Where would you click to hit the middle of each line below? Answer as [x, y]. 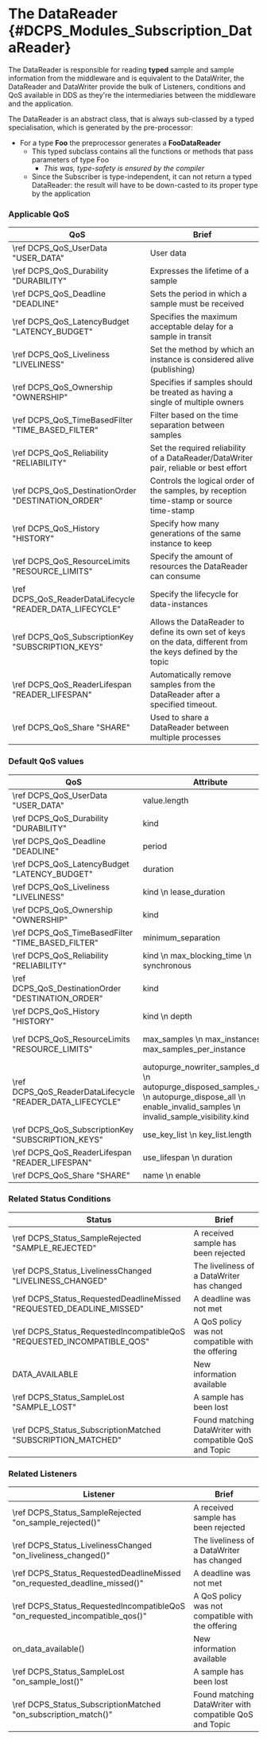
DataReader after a [185, 695]
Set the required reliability [198, 448]
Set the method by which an [202, 349]
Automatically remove [191, 675]
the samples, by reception [198, 491]
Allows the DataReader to [197, 622]
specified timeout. [184, 705]
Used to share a [179, 718]
